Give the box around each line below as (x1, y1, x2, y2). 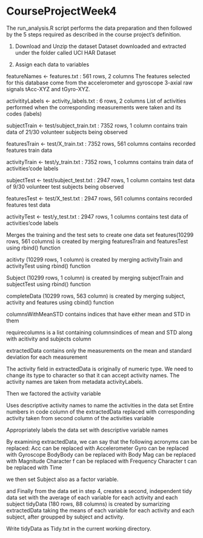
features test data (6, 201, 50, 208)
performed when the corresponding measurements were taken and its (6, 103, 182, 111)
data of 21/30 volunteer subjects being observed (6, 128, 128, 135)
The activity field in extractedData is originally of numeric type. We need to (6, 365, 193, 372)
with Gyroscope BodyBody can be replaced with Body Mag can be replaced (6, 451, 196, 458)
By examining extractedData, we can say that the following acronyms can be (6, 438, 198, 445)
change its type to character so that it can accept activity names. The (6, 372, 180, 379)
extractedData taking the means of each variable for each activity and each (6, 506, 195, 514)
